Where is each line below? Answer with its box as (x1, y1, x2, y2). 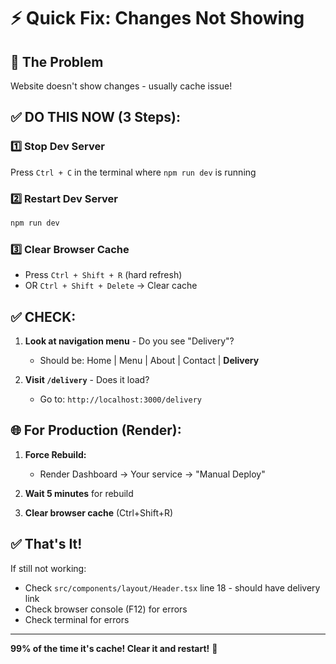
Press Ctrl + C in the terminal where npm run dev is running (10, 166, 257, 178)
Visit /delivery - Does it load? (24, 373, 150, 385)
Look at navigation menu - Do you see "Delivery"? (24, 335, 235, 347)
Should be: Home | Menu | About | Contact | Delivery (39, 354, 260, 366)
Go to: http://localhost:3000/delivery (39, 393, 202, 405)
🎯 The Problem (10, 53, 104, 70)
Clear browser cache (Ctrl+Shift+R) (24, 506, 174, 519)
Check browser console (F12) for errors (24, 603, 188, 615)
